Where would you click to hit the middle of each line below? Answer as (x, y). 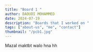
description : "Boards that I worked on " (47, 23)
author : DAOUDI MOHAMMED (30, 14)
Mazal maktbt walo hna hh (31, 45)
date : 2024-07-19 (22, 18)
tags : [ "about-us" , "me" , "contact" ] (43, 27)
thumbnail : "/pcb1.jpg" (29, 32)
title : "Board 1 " (23, 9)
